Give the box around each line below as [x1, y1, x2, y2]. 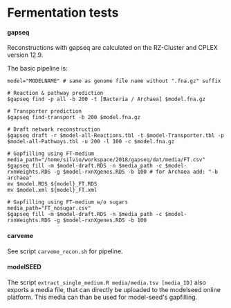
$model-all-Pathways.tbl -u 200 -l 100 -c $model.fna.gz [7, 138, 175, 145]
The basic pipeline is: [7, 64, 68, 73]
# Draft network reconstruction [7, 126, 100, 133]
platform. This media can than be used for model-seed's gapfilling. [7, 293, 198, 301]
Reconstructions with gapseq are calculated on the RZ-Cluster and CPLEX [7, 44, 218, 52]
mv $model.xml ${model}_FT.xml [7, 187, 98, 194]
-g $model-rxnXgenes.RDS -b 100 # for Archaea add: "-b [53, 168, 218, 176]
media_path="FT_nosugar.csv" [7, 205, 91, 212]
